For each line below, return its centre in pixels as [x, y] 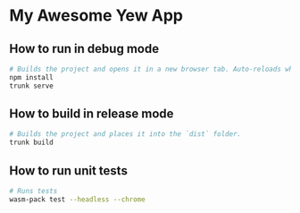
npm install [31, 77]
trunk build [31, 143]
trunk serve [31, 86]
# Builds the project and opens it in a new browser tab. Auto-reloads [145, 69]
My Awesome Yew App [96, 16]
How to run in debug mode [84, 49]
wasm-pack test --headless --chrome [77, 199]
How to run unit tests [68, 170]
